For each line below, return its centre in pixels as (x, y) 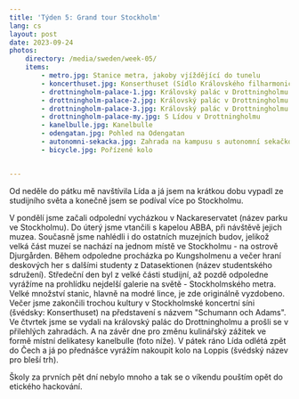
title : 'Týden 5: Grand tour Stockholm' (85, 17)
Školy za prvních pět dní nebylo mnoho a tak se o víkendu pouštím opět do (146, 377)
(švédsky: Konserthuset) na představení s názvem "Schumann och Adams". (148, 312)
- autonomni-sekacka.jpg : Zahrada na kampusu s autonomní (151, 142)
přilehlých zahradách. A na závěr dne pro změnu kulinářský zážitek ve (138, 331)
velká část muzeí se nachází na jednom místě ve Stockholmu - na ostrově (144, 246)
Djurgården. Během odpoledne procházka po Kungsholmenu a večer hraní (145, 256)
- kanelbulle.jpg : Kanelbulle (97, 126)
